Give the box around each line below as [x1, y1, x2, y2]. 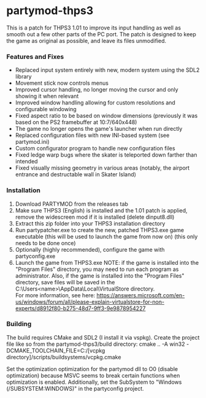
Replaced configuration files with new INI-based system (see [15, 131, 170, 139]
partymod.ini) [15, 138, 50, 146]
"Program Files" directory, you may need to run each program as [15, 265, 179, 273]
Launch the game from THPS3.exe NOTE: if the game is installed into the [15, 259, 199, 266]
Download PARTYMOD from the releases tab [15, 200, 129, 208]
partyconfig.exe [15, 252, 56, 260]
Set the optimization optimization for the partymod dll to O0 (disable [6, 365, 178, 372]
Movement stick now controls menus [15, 79, 109, 87]
